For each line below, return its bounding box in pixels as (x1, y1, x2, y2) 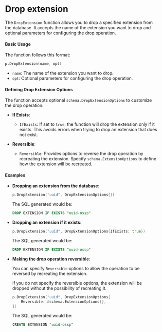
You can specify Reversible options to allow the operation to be (12, 265, 140, 271)
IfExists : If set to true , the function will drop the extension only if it (19, 121, 155, 127)
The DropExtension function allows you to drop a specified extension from (5, 20, 153, 25)
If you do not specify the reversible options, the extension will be (12, 280, 142, 286)
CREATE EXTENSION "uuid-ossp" (12, 322, 74, 327)
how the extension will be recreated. (19, 161, 92, 167)
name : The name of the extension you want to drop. (12, 70, 114, 76)
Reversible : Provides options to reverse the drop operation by (19, 151, 144, 156)
